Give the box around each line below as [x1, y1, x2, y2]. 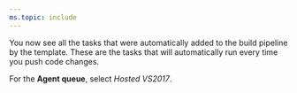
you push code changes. [9, 56, 100, 66]
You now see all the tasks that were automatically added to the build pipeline [9, 37, 288, 48]
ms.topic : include [9, 12, 77, 22]
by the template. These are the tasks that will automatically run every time [9, 46, 278, 58]
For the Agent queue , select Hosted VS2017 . [9, 73, 172, 84]
